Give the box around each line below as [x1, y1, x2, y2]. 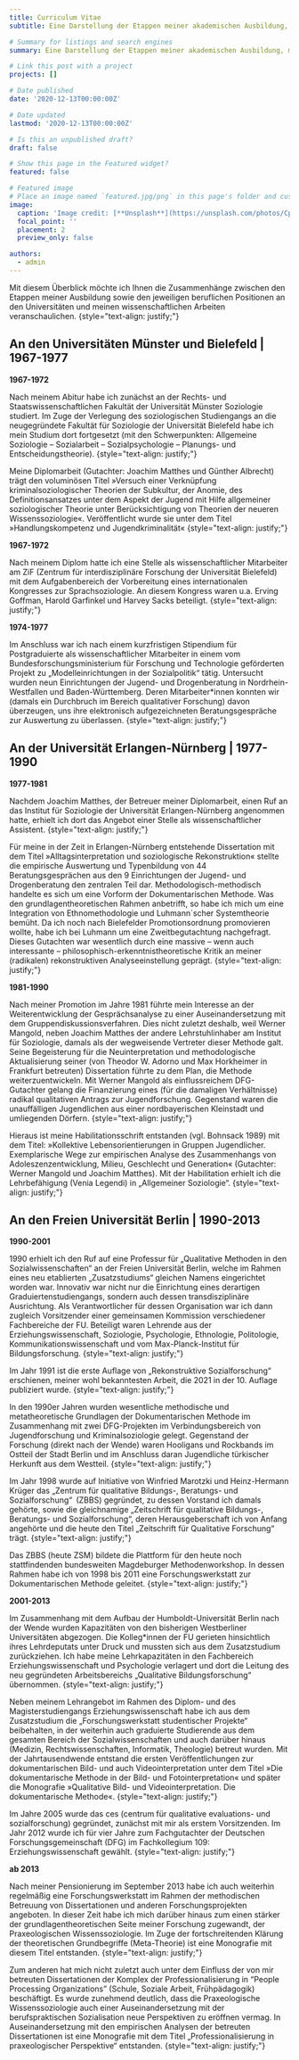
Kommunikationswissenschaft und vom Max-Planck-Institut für [9, 1339, 240, 1349]
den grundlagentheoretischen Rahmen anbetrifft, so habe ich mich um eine [9, 898, 285, 909]
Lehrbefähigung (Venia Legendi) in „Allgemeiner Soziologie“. [9, 1177, 231, 1188]
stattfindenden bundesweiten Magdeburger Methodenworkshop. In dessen [9, 1560, 285, 1570]
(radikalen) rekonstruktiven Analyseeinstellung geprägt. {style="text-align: [9, 955, 282, 966]
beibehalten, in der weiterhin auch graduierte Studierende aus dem [9, 1725, 255, 1735]
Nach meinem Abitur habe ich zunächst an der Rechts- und [9, 391, 227, 402]
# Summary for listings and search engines [9, 37, 174, 46]
